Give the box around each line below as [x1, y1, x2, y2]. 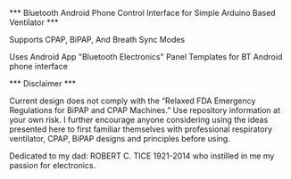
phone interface [9, 61, 69, 71]
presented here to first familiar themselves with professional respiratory [9, 124, 273, 134]
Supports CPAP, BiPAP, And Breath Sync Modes [9, 35, 186, 45]
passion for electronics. [9, 160, 96, 170]
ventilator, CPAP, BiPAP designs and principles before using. [9, 134, 230, 143]
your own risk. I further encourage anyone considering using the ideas [9, 115, 269, 125]
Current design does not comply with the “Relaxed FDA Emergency [9, 95, 256, 106]
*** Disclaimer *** [9, 78, 77, 88]
